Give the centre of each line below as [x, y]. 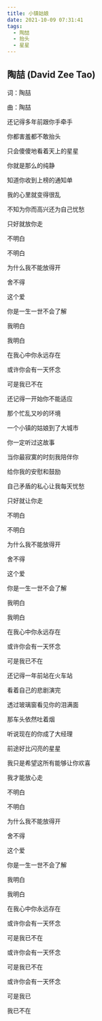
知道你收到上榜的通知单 [40, 180]
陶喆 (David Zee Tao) [51, 75]
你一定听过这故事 [31, 442]
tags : [15, 26]
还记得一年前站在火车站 [40, 675]
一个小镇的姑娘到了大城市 [43, 428]
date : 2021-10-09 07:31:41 [45, 20]
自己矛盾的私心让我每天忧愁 [46, 486]
